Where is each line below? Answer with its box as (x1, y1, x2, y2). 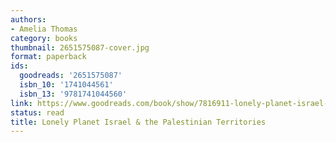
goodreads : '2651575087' (19, 71, 123, 81)
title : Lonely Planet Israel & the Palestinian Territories (10, 117, 267, 127)
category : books (10, 33, 78, 43)
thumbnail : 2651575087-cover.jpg (10, 42, 150, 53)
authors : (10, 14, 47, 25)
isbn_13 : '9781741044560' (19, 89, 128, 99)
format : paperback (10, 52, 87, 62)
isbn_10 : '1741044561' (19, 80, 114, 90)
